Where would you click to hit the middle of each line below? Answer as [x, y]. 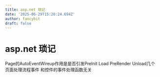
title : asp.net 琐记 [25, 10]
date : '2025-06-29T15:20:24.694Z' [40, 14]
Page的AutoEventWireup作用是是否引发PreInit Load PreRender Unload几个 [80, 64]
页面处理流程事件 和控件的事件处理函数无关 [48, 70]
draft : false [18, 23]
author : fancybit [23, 19]
